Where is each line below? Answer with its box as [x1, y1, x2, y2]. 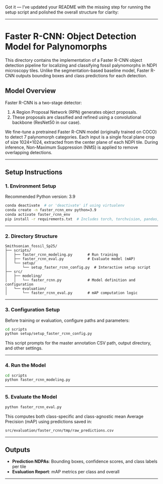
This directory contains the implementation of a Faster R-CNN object [5, 57, 143, 63]
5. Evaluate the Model [5, 394, 57, 400]
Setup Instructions [5, 168, 63, 176]
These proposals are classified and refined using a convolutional [12, 114, 142, 120]
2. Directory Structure [5, 233, 58, 240]
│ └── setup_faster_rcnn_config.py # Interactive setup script [5, 265, 151, 270]
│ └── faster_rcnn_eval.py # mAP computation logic [5, 291, 138, 295]
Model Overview [5, 87, 56, 95]
